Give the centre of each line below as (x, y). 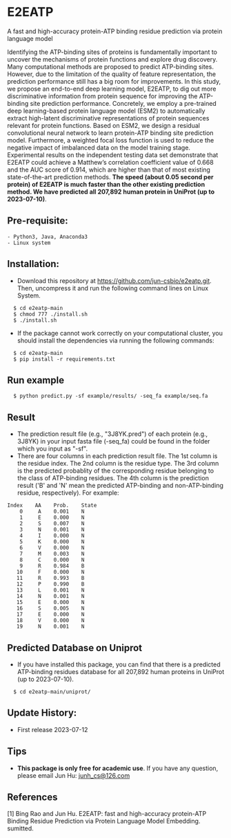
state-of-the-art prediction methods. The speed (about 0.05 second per (110, 176)
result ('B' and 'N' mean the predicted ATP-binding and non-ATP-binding (120, 486)
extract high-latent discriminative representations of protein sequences (108, 118)
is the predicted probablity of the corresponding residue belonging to (115, 471)
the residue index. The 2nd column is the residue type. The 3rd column (118, 464)
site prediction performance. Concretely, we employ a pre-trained (123, 103)
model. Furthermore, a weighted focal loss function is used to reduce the (111, 140)
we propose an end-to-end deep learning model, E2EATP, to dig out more (112, 89)
